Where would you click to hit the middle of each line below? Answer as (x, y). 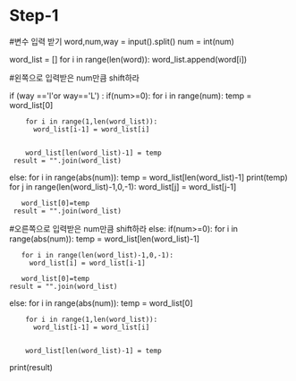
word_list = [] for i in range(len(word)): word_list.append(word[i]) (128, 59)
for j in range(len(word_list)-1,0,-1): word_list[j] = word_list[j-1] (123, 186)
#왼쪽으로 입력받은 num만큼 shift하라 (75, 78)
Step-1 (34, 16)
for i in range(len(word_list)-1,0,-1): (97, 255)
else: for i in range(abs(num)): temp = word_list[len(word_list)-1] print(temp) (148, 177)
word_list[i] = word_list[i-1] (87, 263)
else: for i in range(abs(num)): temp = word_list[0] (101, 303)
